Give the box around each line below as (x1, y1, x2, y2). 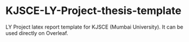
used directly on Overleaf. (5, 29, 68, 36)
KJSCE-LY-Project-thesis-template (5, 4, 182, 17)
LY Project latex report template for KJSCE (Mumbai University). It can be (5, 23, 184, 30)
